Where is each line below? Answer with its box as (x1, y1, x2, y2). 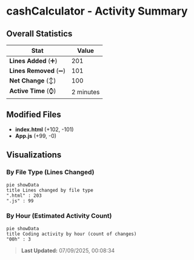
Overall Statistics (6, 29, 73, 39)
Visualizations (6, 150, 62, 160)
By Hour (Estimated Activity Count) (6, 211, 112, 220)
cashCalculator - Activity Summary (6, 4, 188, 18)
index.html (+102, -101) (15, 126, 74, 133)
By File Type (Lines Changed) (6, 168, 95, 177)
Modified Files (6, 109, 62, 120)
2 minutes (71, 87, 100, 96)
